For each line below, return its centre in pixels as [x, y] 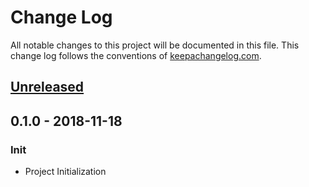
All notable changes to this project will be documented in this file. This [155, 45]
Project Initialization [65, 172]
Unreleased [47, 87]
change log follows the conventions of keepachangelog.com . [136, 55]
